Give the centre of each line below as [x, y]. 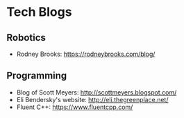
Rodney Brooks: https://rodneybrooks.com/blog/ [86, 54]
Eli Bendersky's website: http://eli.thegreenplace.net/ [92, 99]
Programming [37, 76]
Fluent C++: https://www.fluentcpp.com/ [75, 107]
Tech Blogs [39, 12]
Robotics [26, 38]
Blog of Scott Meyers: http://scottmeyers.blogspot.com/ [97, 92]
